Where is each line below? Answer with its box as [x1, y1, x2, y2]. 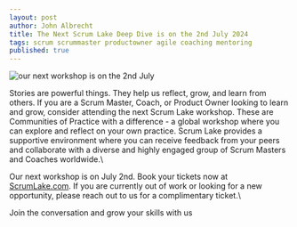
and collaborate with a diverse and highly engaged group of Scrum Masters [9, 144, 286, 156]
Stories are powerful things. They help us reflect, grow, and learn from [9, 88, 267, 99]
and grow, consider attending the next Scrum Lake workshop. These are [9, 107, 274, 118]
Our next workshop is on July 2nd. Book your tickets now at [9, 171, 229, 182]
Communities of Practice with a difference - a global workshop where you [9, 117, 280, 127]
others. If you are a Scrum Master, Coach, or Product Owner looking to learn [9, 97, 289, 108]
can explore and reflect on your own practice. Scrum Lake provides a [9, 126, 262, 136]
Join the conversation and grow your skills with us [9, 207, 193, 218]
